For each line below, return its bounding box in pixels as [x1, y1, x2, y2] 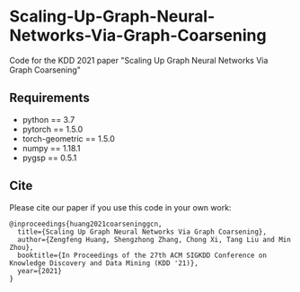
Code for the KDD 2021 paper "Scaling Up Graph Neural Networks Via [9, 55, 269, 65]
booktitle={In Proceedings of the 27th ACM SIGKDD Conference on [17, 251, 268, 260]
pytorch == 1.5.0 [22, 124, 84, 134]
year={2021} [17, 266, 63, 275]
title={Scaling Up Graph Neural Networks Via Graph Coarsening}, [17, 227, 268, 236]
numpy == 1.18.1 [22, 142, 81, 153]
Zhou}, [9, 243, 34, 252]
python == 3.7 [22, 114, 75, 125]
